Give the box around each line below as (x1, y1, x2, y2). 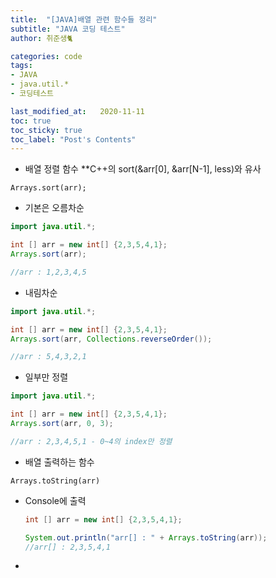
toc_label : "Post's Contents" (10, 134, 137, 145)
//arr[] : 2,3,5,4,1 (24, 542, 111, 552)
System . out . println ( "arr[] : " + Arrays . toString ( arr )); (24, 532, 268, 543)
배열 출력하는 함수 (24, 456, 95, 468)
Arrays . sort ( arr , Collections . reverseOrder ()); (10, 334, 213, 344)
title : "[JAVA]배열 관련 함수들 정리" (10, 14, 158, 25)
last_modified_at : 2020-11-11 (10, 106, 145, 116)
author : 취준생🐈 (10, 33, 73, 43)
